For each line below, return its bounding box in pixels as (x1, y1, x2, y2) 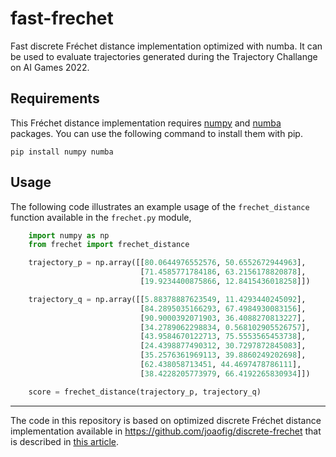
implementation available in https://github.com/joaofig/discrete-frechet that (10, 425, 322, 437)
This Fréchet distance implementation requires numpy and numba (10, 117, 282, 129)
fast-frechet (10, 7, 114, 30)
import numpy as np (28, 230, 110, 241)
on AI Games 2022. (10, 61, 90, 73)
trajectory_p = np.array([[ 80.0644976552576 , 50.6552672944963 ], (28, 258, 307, 268)
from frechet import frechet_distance (28, 240, 190, 250)
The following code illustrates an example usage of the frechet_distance (10, 200, 310, 212)
